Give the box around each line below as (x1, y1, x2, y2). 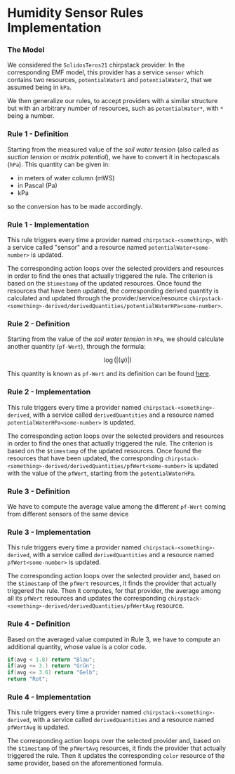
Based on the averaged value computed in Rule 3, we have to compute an (7, 635, 221, 643)
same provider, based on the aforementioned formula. (7, 759, 163, 768)
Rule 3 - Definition (7, 486, 70, 496)
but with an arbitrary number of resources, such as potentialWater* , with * (7, 104, 224, 113)
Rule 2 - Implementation (7, 387, 91, 397)
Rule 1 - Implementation (7, 220, 90, 229)
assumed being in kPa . (7, 83, 72, 92)
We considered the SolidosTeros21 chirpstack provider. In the (7, 61, 185, 69)
